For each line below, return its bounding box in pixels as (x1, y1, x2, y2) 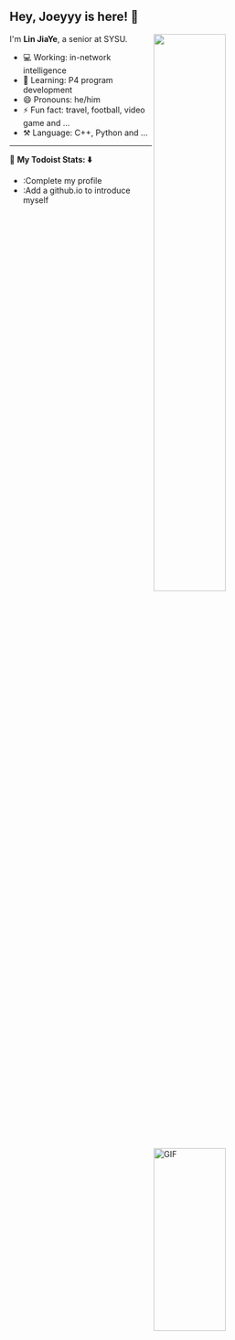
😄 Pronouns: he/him (22, 93, 101, 105)
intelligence (22, 65, 67, 76)
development (22, 84, 73, 95)
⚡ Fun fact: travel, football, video (22, 104, 145, 115)
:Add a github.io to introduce (22, 185, 131, 196)
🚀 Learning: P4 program (22, 74, 113, 85)
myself (22, 194, 48, 206)
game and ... (22, 117, 70, 128)
